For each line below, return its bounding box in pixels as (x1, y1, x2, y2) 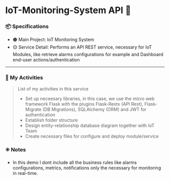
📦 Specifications (5, 23, 49, 30)
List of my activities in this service (17, 85, 89, 92)
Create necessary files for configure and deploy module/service (25, 133, 159, 139)
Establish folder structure (25, 117, 78, 123)
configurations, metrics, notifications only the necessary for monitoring (12, 165, 161, 171)
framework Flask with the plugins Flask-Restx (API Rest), (25, 101, 144, 107)
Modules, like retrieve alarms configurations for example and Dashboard (12, 52, 163, 58)
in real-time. (12, 170, 38, 176)
